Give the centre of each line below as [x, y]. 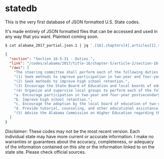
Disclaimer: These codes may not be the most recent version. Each [72, 131]
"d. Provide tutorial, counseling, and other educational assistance [86, 108]
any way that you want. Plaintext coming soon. [52, 36]
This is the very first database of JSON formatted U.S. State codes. [72, 22]
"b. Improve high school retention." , [53, 99]
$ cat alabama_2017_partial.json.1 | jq [47, 45]
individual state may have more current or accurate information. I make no [79, 136]
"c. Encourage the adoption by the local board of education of [81, 104]
